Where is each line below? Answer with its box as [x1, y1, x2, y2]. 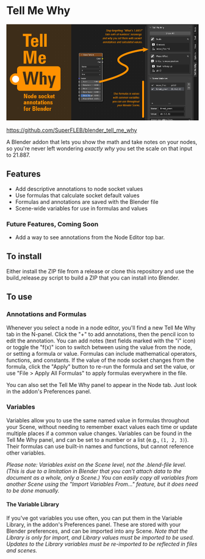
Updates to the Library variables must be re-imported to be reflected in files [6, 541, 198, 548]
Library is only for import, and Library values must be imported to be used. [6, 534, 194, 541]
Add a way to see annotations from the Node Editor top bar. [15, 234, 165, 241]
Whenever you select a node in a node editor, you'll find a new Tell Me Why [6, 324, 196, 331]
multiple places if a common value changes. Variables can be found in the [6, 430, 192, 437]
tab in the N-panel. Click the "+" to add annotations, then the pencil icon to [6, 330, 195, 337]
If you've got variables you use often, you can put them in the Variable [6, 514, 183, 522]
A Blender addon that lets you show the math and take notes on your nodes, [6, 138, 198, 145]
